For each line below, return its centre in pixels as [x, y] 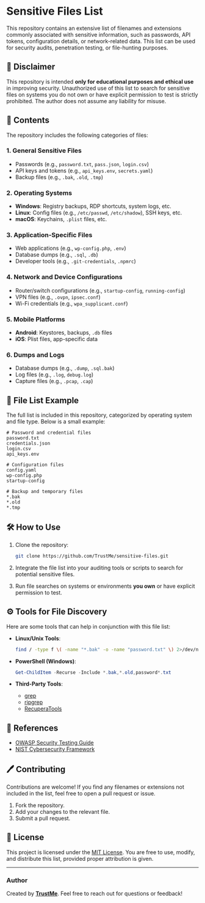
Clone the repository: [42, 544]
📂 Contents [28, 120]
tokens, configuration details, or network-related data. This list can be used [101, 41]
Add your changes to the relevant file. [63, 812]
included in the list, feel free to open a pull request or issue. [81, 794]
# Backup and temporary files [45, 492]
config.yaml [21, 470]
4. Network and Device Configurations [65, 277]
